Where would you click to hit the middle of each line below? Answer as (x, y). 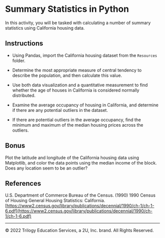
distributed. (24, 95)
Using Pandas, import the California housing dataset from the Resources (84, 55)
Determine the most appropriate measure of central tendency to (77, 70)
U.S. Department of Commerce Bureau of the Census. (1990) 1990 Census (80, 195)
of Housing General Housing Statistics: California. (55, 201)
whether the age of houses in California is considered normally (76, 90)
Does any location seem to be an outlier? (46, 168)
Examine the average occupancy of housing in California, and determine (85, 105)
